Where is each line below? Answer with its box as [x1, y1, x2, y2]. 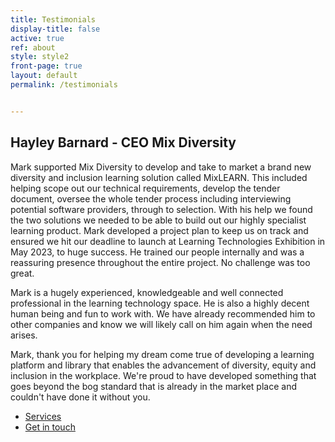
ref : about [10, 42, 56, 53]
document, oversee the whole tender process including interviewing [10, 192, 292, 205]
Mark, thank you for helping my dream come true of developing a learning [10, 348, 315, 360]
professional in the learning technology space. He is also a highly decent [10, 297, 310, 309]
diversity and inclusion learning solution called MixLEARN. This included [10, 171, 308, 183]
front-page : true [10, 61, 83, 71]
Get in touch [24, 421, 76, 433]
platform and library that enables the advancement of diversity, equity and [10, 359, 317, 371]
